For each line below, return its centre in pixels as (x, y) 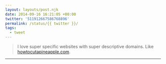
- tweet (18, 32)
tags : (11, 28)
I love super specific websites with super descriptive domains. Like (85, 47)
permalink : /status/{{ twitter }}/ (42, 23)
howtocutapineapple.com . (44, 52)
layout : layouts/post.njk (32, 10)
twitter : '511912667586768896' (37, 19)
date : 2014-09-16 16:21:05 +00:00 (41, 14)
